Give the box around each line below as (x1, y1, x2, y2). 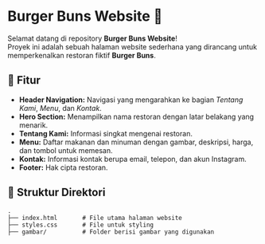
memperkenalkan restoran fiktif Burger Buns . (7, 50, 156, 60)
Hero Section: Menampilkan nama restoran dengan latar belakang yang (18, 112, 255, 121)
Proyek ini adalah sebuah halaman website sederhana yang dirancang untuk (7, 41, 258, 51)
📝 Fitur (7, 73, 41, 87)
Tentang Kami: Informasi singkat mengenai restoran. (18, 128, 193, 138)
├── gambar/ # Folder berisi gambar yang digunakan (7, 227, 215, 236)
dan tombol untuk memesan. (18, 145, 113, 155)
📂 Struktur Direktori (7, 186, 106, 199)
